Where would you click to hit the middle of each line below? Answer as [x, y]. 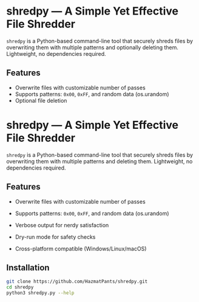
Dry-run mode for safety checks [55, 237]
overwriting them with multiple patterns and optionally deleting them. [93, 47]
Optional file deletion [41, 100]
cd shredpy [20, 287]
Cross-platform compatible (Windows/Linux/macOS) [81, 249]
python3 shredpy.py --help [40, 293]
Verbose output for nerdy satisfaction [62, 225]
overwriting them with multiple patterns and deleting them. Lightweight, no [99, 161]
